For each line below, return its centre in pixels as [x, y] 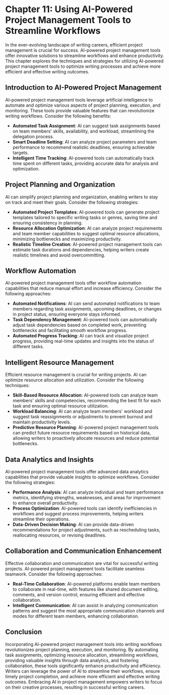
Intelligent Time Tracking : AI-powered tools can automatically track [83, 158]
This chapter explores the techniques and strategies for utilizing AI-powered [84, 61]
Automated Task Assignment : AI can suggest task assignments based [86, 125]
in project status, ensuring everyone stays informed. [67, 314]
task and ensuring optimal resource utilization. [61, 406]
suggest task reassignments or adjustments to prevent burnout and [82, 417]
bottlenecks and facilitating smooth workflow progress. [70, 330]
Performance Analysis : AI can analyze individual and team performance [88, 492]
